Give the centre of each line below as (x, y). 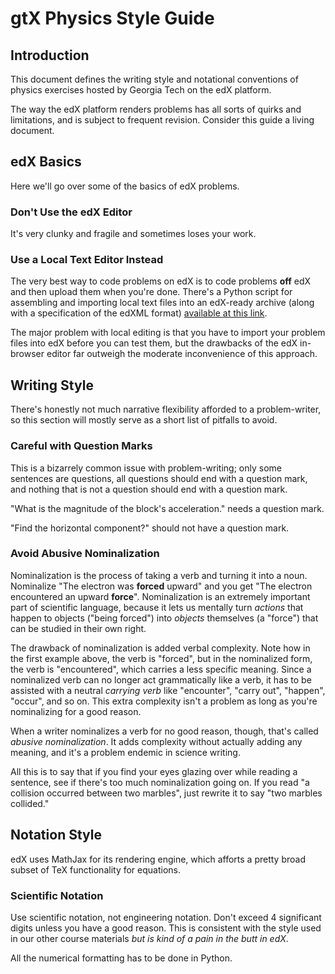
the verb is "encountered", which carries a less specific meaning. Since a (161, 669)
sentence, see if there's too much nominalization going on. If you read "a (160, 782)
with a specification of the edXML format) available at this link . (139, 313)
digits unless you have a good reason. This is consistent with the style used (166, 928)
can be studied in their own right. (78, 628)
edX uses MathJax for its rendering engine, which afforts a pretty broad (158, 859)
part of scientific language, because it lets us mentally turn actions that (157, 607)
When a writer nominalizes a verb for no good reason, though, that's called (164, 731)
